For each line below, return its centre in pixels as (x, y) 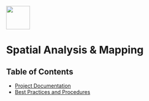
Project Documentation (43, 86)
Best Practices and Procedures (52, 92)
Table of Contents (40, 71)
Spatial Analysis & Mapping (75, 50)
